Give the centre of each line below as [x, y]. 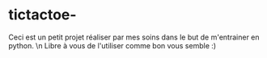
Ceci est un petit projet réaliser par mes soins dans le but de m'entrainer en [134, 37]
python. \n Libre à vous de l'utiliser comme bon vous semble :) [112, 45]
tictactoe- [42, 15]
